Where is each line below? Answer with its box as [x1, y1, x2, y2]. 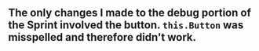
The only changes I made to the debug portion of [8, 6, 251, 20]
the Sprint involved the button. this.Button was [8, 19, 244, 32]
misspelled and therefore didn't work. [8, 31, 196, 44]
